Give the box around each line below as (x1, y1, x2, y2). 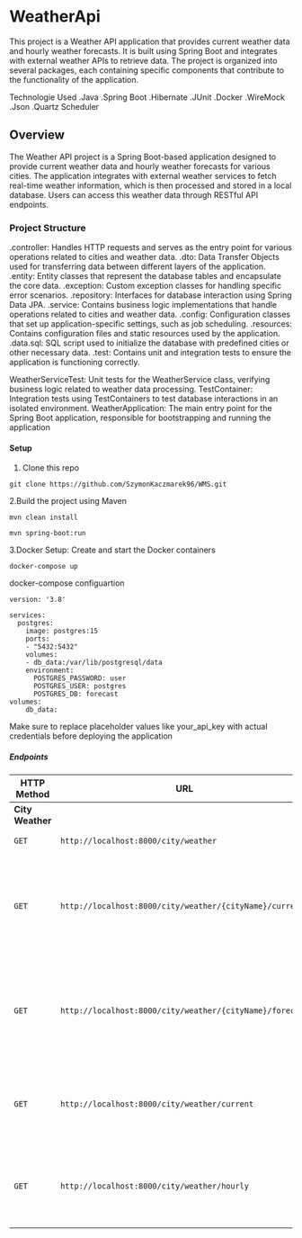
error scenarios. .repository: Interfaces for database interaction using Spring (9, 290, 292, 301)
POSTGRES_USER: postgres (32, 682, 127, 691)
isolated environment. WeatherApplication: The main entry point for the (9, 403, 272, 414)
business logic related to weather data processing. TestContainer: (9, 384, 253, 395)
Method (15, 788, 50, 801)
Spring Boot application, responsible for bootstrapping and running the (9, 412, 271, 424)
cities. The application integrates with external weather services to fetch (9, 170, 277, 181)
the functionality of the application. (9, 74, 139, 85)
